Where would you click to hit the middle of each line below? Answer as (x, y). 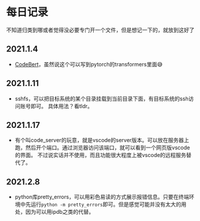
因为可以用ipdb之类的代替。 (60, 212)
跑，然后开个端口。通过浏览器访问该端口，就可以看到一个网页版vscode (102, 148)
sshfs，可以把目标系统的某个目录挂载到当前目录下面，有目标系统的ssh (102, 99)
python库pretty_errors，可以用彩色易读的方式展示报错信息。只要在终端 (102, 197)
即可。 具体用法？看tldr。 (62, 106)
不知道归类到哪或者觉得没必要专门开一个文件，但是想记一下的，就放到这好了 (100, 30)
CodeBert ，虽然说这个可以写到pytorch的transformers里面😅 (89, 64)
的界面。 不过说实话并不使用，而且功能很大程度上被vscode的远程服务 (101, 155)
